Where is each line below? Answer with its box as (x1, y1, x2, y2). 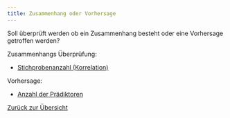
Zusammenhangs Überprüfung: (7, 50, 97, 58)
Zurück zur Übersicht (7, 103, 68, 111)
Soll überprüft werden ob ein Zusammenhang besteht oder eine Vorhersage (7, 29, 224, 37)
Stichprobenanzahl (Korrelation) (17, 63, 109, 71)
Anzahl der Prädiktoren (17, 90, 83, 98)
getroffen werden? (7, 36, 60, 45)
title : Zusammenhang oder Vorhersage (7, 10, 116, 17)
